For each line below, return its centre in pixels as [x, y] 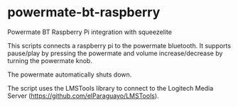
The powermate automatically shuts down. [70, 74]
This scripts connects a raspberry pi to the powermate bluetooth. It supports [119, 45]
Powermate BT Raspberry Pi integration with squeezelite [90, 32]
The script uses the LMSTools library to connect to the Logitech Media [110, 88]
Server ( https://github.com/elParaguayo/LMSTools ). [83, 96]
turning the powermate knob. [50, 60]
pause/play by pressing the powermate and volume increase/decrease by [115, 53]
